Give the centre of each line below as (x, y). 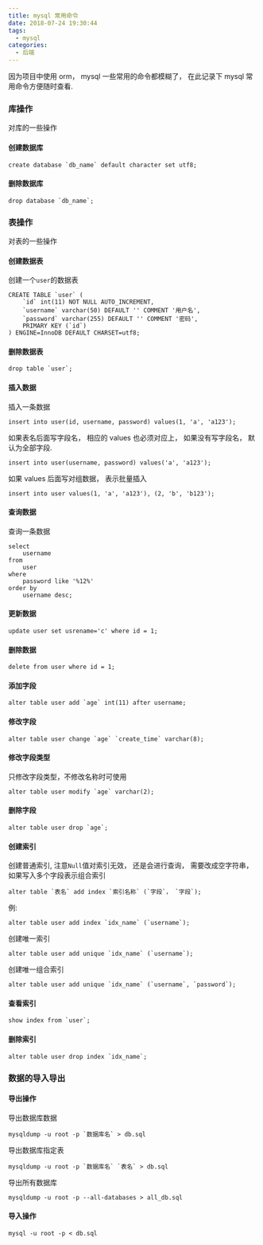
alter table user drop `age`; (58, 828)
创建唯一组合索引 (36, 969)
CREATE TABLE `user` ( (46, 296)
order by (23, 588)
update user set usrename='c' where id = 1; (83, 631)
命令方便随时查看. (44, 86)
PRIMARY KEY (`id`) (55, 326)
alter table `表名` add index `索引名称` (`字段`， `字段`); (105, 892)
